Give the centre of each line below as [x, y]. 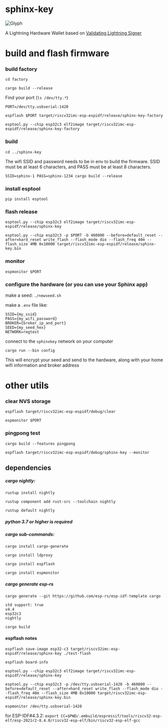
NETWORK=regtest [22, 332]
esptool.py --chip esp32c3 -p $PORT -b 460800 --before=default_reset [81, 235]
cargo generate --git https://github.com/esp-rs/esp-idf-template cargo [83, 596]
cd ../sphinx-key [23, 152]
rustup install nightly [30, 493]
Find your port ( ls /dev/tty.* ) [37, 98]
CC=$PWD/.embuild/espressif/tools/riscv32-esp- [111, 716]
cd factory [17, 80]
